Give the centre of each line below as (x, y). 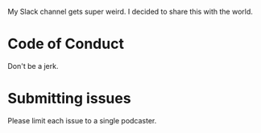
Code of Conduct (66, 44)
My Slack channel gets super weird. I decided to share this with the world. (130, 12)
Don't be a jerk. (33, 66)
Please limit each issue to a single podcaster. (82, 120)
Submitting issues (69, 99)
